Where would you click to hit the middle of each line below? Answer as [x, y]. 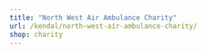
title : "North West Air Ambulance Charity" [93, 18]
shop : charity [36, 34]
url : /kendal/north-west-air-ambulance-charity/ [103, 26]
